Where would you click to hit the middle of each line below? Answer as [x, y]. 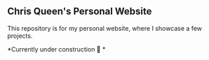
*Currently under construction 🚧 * [56, 49]
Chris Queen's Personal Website [80, 12]
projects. [20, 36]
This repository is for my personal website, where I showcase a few [104, 28]
